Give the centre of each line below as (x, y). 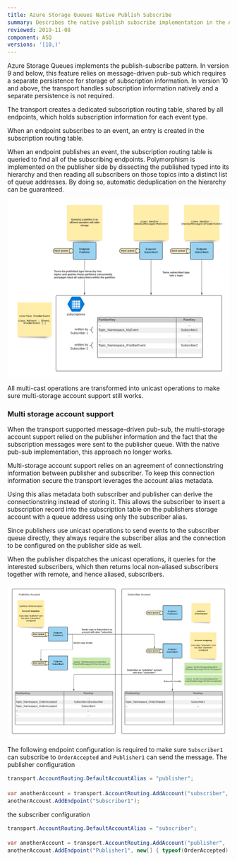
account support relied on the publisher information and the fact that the (113, 437)
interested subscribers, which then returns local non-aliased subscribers (113, 567)
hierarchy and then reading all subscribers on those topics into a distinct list (117, 175)
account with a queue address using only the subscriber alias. (98, 517)
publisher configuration (41, 765)
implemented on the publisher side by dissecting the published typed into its (118, 167)
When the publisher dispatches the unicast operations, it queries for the (112, 559)
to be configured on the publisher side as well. (75, 546)
